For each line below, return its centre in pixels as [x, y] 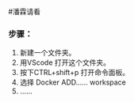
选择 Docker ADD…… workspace [73, 82]
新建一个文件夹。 [48, 53]
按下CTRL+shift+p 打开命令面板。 [74, 73]
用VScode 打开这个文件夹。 [65, 62]
